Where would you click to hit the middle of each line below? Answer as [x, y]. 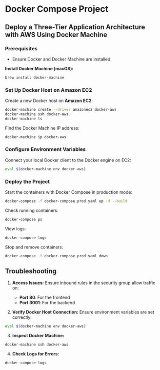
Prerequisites [21, 48]
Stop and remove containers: [34, 247]
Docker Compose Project [57, 9]
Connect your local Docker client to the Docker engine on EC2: [68, 160]
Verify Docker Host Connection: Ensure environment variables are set [83, 312]
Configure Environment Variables [46, 149]
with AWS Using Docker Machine [56, 34]
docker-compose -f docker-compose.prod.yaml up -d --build [66, 201]
